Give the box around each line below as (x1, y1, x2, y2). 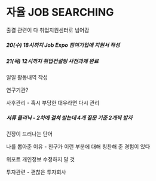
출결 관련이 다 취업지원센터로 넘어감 (6, 26, 90, 34)
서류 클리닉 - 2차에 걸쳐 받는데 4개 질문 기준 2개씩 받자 (6, 114, 133, 121)
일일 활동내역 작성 (6, 74, 48, 81)
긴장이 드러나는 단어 (6, 130, 53, 138)
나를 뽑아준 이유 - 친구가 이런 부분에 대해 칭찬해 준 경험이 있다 (6, 143, 151, 150)
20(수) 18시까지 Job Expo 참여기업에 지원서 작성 (6, 41, 120, 49)
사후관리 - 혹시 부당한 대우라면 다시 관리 (6, 99, 100, 107)
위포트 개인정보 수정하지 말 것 (6, 156, 75, 163)
